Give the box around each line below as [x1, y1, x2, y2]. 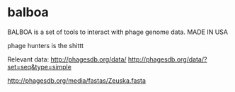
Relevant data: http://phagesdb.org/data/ [7, 54, 127, 64]
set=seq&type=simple [7, 62, 72, 71]
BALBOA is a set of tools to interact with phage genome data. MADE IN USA [7, 28, 229, 36]
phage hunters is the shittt [7, 41, 84, 50]
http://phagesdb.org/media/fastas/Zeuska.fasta [7, 76, 147, 85]
